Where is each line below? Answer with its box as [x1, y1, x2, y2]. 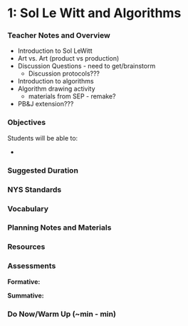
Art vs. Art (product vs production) [17, 54, 120, 63]
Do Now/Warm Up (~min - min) [7, 309, 116, 319]
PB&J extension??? [17, 100, 74, 108]
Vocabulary [7, 203, 48, 213]
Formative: [7, 277, 41, 286]
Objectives [7, 118, 46, 128]
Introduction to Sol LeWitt [17, 46, 93, 55]
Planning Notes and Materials [7, 223, 112, 233]
